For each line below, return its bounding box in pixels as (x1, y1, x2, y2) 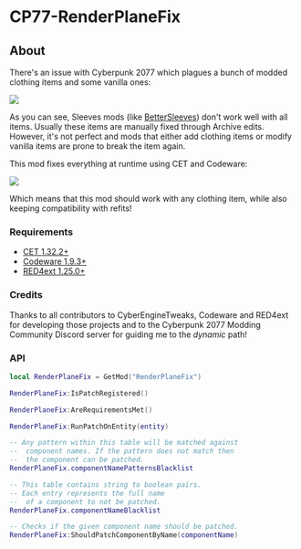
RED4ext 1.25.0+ (22, 266, 86, 277)
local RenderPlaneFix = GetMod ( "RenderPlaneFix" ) (9, 372, 202, 381)
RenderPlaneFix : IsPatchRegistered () (9, 388, 149, 398)
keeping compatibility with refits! (9, 203, 132, 214)
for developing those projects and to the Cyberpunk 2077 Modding (9, 319, 262, 330)
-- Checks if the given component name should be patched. (9, 523, 239, 532)
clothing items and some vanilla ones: (9, 77, 151, 88)
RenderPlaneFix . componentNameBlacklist (9, 505, 161, 515)
